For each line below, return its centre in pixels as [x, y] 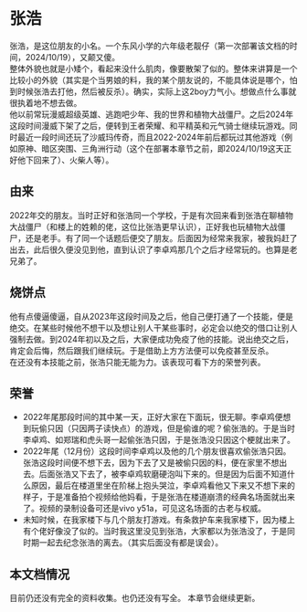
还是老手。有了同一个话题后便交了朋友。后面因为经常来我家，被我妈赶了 [161, 237]
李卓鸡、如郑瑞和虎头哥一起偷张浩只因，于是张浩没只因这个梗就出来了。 [159, 440]
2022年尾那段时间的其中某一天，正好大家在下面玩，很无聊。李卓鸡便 [153, 417]
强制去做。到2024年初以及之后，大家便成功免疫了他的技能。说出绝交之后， [152, 339]
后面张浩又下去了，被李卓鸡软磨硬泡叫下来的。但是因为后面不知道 [163, 474]
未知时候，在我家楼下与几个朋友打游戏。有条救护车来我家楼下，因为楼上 [159, 520]
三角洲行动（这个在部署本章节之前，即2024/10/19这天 [182, 148]
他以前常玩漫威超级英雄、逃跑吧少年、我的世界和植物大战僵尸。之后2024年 [152, 114]
